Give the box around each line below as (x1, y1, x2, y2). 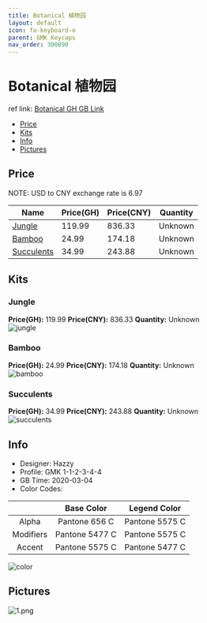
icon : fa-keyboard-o (8, 26, 77, 34)
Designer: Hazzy (19, 459, 74, 468)
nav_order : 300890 (8, 41, 69, 49)
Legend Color (129, 502, 182, 513)
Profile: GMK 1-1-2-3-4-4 (19, 467, 102, 476)
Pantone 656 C (58, 516, 115, 527)
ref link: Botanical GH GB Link (8, 104, 104, 114)
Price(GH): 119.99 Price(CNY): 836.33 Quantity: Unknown (8, 314, 200, 324)
